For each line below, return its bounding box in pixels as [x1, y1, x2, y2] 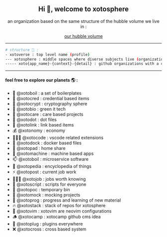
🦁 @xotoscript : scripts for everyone [12, 181, 86, 187]
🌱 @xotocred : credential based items [12, 95, 89, 101]
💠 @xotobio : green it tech [12, 106, 66, 112]
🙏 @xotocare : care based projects [12, 111, 83, 117]
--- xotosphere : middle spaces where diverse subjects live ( [5, 57, 139, 62]
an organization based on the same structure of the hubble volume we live [7, 18, 160, 24]
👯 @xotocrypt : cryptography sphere [12, 101, 87, 107]
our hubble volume [64, 33, 103, 39]
